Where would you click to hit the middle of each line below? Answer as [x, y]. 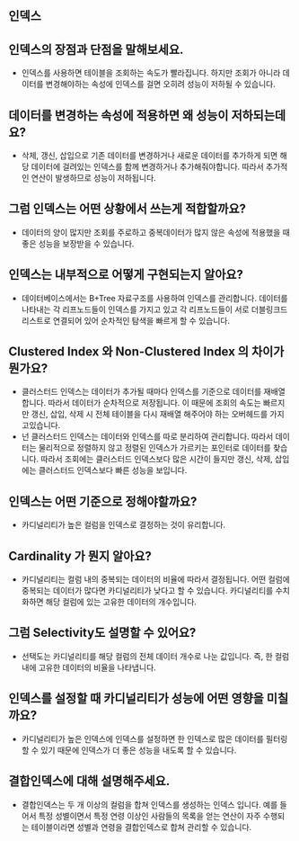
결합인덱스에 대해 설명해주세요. [89, 781]
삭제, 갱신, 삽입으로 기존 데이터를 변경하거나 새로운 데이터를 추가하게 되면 [149, 156]
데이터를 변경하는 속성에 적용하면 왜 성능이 [119, 115]
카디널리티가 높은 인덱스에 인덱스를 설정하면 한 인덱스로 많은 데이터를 [142, 738]
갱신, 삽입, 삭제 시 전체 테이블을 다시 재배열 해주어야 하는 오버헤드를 [149, 414]
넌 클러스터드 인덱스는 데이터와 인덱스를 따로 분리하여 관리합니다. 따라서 [147, 437]
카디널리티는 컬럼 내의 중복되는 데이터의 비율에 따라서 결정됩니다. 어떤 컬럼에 [156, 579]
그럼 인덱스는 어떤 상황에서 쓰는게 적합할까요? [128, 209]
